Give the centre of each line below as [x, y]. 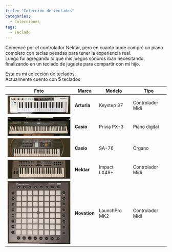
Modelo [114, 91]
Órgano [141, 148]
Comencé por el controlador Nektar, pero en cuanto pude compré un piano [84, 48]
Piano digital [146, 127]
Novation [85, 213]
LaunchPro [110, 211]
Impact [106, 167]
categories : [18, 16]
